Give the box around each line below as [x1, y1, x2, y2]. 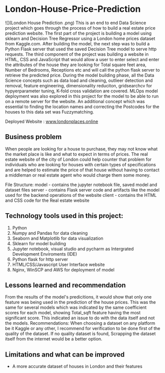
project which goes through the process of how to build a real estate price [5, 25, 156, 31]
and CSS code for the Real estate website [5, 197, 90, 203]
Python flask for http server [12, 256, 68, 262]
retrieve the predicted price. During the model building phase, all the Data [5, 72, 154, 78]
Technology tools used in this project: [5, 212, 124, 220]
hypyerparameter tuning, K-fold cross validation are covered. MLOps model [5, 88, 158, 94]
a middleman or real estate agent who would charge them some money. [5, 172, 151, 178]
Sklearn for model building [12, 240, 66, 246]
